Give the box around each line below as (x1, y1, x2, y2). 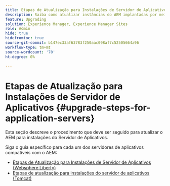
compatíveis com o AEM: (5, 150, 57, 156)
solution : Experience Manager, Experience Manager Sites (5, 21, 128, 27)
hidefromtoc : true (5, 36, 44, 41)
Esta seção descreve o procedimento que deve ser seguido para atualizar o (5, 129, 163, 135)
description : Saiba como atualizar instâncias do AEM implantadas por (5, 12, 157, 17)
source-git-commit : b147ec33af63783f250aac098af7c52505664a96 (5, 40, 139, 45)
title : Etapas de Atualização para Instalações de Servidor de (5, 7, 142, 13)
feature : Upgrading (5, 17, 47, 22)
